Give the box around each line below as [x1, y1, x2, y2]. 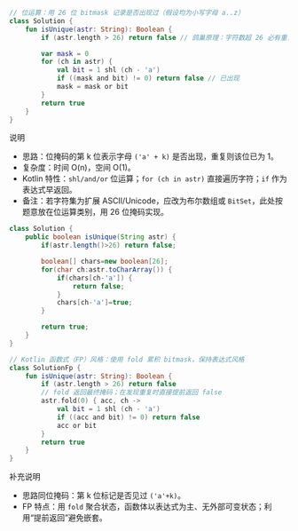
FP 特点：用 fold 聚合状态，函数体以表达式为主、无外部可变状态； [21, 502, 264, 512]
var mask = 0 [41, 49, 90, 58]
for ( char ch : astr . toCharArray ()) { [41, 265, 173, 274]
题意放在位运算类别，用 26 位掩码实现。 [21, 207, 169, 218]
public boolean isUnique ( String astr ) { [25, 233, 176, 242]
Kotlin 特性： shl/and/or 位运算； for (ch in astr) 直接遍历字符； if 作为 [21, 173, 287, 184]
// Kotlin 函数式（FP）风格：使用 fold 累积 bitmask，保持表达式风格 [9, 355, 245, 364]
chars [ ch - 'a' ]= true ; [56, 298, 133, 307]
